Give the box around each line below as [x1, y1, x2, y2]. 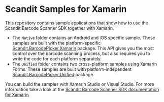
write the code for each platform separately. [12, 55, 102, 61]
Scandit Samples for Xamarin [5, 3, 127, 15]
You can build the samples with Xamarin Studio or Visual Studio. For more [5, 81, 154, 87]
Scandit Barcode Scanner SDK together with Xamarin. [5, 25, 114, 31]
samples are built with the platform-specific [12, 40, 101, 46]
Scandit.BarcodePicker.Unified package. [12, 71, 95, 77]
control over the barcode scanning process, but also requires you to [12, 51, 150, 56]
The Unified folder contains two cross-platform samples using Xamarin [12, 61, 157, 67]
